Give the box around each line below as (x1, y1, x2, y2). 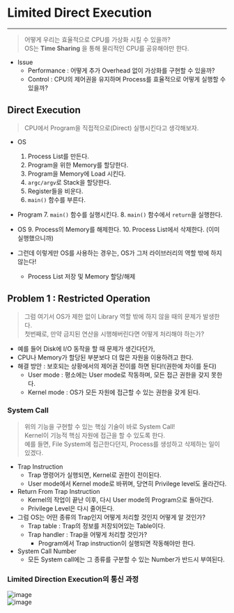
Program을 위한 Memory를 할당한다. (27, 160, 129, 169)
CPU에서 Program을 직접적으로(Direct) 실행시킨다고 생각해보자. (24, 123, 199, 132)
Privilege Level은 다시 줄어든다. (27, 504, 115, 513)
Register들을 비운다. (27, 187, 84, 195)
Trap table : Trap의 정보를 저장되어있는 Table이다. (27, 521, 166, 530)
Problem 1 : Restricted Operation (7, 293, 151, 304)
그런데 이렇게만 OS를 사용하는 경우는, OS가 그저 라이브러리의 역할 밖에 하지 (17, 249, 222, 257)
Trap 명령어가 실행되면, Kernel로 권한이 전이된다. (27, 470, 162, 479)
